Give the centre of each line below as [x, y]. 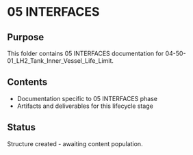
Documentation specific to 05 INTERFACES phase [87, 98]
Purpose [26, 37]
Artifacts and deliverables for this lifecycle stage [85, 106]
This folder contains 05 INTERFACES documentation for [86, 53]
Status [22, 127]
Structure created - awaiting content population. [75, 143]
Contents [27, 82]
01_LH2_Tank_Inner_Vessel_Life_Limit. [61, 61]
